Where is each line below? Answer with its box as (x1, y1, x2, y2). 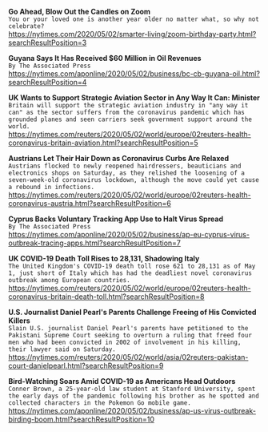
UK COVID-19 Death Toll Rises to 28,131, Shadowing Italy (8, 254, 200, 263)
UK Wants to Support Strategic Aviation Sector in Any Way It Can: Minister (8, 93, 260, 103)
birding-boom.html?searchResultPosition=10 (8, 414, 154, 424)
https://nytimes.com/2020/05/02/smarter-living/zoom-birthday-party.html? (8, 30, 257, 38)
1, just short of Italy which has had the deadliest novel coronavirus (8, 269, 252, 277)
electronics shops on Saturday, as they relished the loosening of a (8, 169, 246, 177)
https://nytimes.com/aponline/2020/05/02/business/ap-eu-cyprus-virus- (8, 230, 250, 239)
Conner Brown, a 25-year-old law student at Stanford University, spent (8, 385, 256, 393)
